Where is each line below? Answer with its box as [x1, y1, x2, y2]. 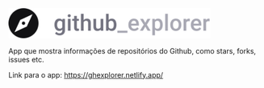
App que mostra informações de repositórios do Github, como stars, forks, [8, 46, 257, 55]
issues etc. [8, 54, 44, 64]
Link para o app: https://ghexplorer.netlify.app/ [8, 70, 164, 79]
